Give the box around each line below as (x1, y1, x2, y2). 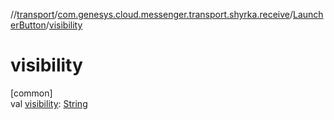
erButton (10, 19, 47, 31)
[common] (10, 87, 53, 99)
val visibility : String (10, 97, 88, 109)
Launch (293, 9, 324, 20)
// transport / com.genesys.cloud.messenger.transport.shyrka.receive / (10, 9, 293, 20)
